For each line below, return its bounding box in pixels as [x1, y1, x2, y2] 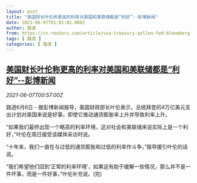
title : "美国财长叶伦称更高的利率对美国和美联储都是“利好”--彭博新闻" [6, 14, 158, 20]
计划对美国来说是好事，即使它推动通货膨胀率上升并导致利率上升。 [11, 111, 171, 118]
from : [6, 30, 19, 36]
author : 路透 [6, 25, 36, 31]
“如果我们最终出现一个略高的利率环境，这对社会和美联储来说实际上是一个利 [6, 123, 189, 130]
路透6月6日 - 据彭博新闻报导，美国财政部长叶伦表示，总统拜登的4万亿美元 [6, 103, 186, 110]
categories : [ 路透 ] [6, 42, 57, 48]
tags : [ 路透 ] [6, 36, 42, 42]
